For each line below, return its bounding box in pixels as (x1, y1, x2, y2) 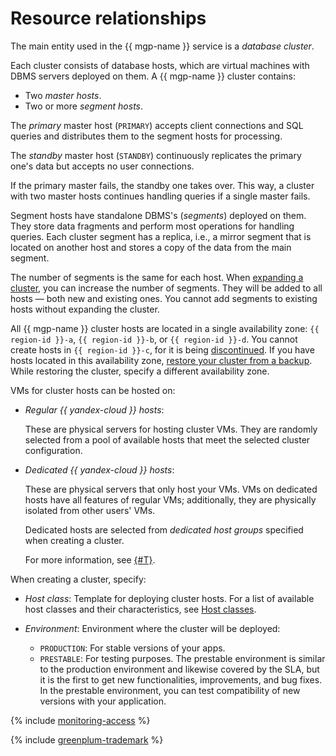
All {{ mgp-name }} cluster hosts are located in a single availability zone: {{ (10, 322, 320, 334)
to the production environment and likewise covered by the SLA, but (39, 663, 320, 675)
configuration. (24, 444, 83, 456)
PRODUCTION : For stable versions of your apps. (39, 642, 226, 654)
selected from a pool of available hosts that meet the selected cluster (24, 433, 311, 446)
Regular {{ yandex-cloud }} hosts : (24, 403, 165, 416)
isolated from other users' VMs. (24, 504, 156, 516)
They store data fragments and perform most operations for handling (10, 220, 295, 232)
